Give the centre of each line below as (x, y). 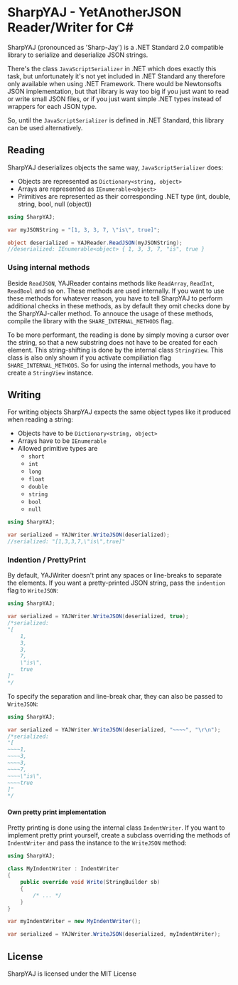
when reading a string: (40, 419)
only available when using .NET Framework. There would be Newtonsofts (115, 83)
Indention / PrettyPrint (47, 560)
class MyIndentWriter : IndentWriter (63, 869)
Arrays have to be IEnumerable (62, 441)
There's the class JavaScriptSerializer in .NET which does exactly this (112, 68)
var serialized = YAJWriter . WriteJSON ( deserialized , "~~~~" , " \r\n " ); (114, 730)
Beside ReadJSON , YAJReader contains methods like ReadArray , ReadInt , (111, 283)
